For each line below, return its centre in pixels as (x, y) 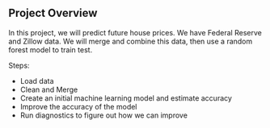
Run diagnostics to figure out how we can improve (104, 115)
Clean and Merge (49, 89)
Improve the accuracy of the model (78, 106)
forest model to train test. (51, 50)
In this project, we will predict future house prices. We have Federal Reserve (135, 32)
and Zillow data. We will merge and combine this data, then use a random (131, 41)
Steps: (19, 65)
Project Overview (53, 13)
